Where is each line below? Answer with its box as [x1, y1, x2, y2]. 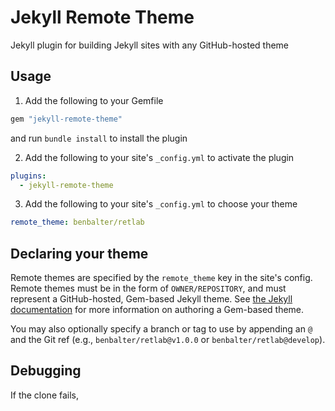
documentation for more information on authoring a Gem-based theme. [10, 304, 305, 316]
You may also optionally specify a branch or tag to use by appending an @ [10, 323, 313, 335]
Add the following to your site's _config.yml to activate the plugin [24, 151, 295, 163]
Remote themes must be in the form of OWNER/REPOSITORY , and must [10, 282, 287, 295]
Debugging [10, 362, 82, 380]
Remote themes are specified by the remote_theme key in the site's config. [10, 272, 313, 284]
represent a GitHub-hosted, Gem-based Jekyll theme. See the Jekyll [10, 293, 293, 305]
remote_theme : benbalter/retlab [10, 217, 145, 228]
